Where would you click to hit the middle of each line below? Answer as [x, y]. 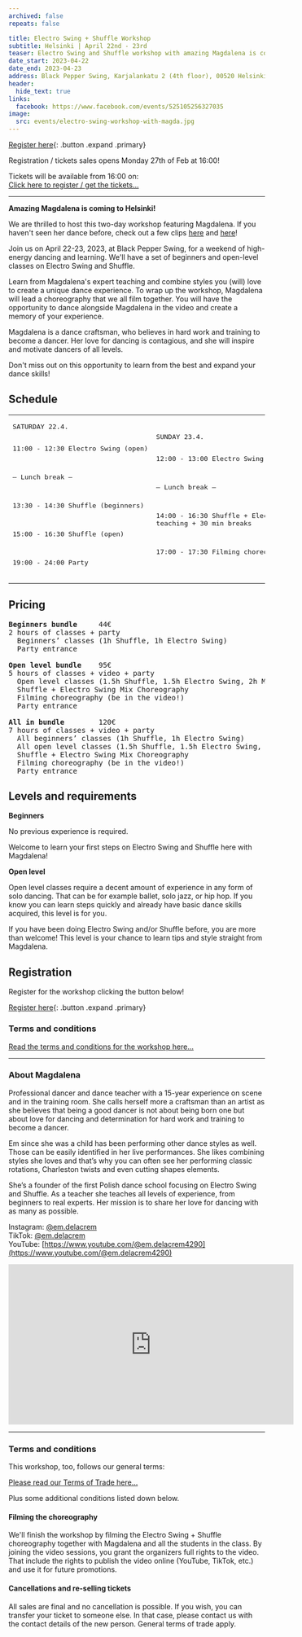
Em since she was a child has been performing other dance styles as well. [133, 1143]
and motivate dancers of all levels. [66, 349]
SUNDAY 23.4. [180, 437]
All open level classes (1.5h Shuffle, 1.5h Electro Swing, [139, 746]
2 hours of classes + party [64, 632]
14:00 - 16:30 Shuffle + [202, 516]
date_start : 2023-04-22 [49, 61]
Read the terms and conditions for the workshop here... [101, 1047]
